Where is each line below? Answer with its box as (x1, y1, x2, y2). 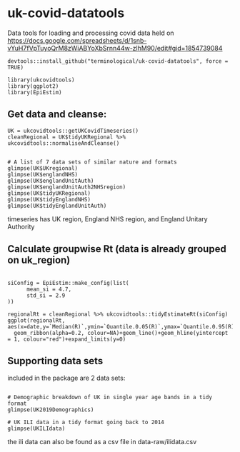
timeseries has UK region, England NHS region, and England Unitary (7, 214, 209, 223)
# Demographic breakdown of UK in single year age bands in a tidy (7, 394, 213, 401)
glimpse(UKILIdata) (7, 425, 66, 433)
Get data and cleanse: (7, 109, 107, 121)
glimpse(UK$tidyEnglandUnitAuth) (7, 202, 107, 209)
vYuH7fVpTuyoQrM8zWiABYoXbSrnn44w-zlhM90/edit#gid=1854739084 (7, 44, 223, 52)
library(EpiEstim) (7, 89, 62, 96)
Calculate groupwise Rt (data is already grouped (7, 243, 226, 255)
